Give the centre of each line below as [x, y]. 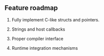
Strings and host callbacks [38, 29]
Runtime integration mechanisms [45, 48]
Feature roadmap [31, 8]
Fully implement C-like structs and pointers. [55, 19]
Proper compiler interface [38, 38]
